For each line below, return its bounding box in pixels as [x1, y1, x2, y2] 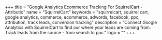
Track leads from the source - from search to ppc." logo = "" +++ [5, 30, 135, 35]
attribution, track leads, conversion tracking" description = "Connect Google [5, 19, 157, 25]
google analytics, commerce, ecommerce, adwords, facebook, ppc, [5, 14, 140, 20]
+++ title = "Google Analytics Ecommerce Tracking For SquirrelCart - [5, 4, 143, 10]
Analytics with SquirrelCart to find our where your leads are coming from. [5, 25, 151, 30]
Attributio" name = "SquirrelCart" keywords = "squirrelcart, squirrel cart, [5, 9, 149, 15]
